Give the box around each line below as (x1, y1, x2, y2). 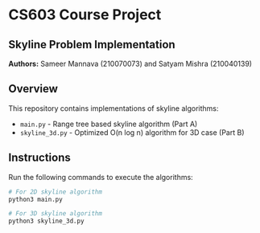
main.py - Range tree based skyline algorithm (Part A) (19, 119, 198, 129)
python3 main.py (8, 195, 63, 203)
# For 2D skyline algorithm (8, 187, 103, 196)
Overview (8, 82, 59, 96)
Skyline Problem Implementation (8, 38, 175, 51)
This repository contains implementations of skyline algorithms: (8, 103, 219, 113)
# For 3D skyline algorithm (8, 210, 103, 218)
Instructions (8, 151, 71, 165)
